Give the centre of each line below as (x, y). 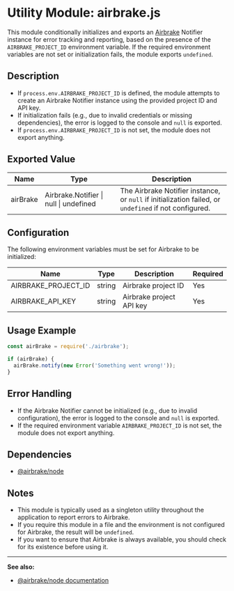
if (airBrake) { (31, 359)
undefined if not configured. (165, 208)
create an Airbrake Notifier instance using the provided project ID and (117, 100)
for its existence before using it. (63, 547)
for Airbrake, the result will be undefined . (76, 532)
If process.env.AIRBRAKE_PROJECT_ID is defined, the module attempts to (118, 93)
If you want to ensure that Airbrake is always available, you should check (122, 539)
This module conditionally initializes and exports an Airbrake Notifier (105, 32)
